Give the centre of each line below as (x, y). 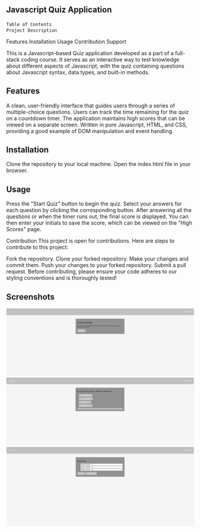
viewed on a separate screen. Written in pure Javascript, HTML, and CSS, (97, 125)
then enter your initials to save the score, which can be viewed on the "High (99, 223)
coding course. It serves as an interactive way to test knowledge (100, 59)
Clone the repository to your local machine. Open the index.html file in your (99, 164)
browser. (17, 171)
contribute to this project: (37, 247)
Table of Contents (29, 24)
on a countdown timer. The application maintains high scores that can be (96, 118)
